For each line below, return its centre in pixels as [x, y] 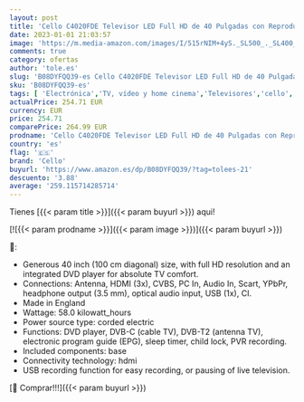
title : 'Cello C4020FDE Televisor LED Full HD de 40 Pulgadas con [137, 26]
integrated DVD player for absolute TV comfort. [110, 274]
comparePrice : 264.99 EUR [58, 128]
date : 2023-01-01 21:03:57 [60, 34]
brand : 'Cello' [38, 161]
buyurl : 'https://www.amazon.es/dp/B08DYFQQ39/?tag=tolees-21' [131, 169]
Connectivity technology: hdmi [80, 361]
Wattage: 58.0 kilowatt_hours [77, 312]
